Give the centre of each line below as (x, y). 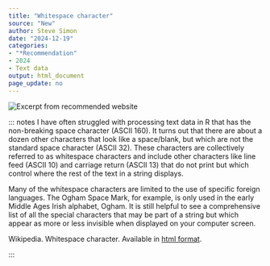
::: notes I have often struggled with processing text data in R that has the (130, 122)
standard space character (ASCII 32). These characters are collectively (126, 148)
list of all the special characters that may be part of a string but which (124, 214)
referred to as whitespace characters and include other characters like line (132, 156)
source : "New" (32, 23)
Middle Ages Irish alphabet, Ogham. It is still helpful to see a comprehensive (134, 206)
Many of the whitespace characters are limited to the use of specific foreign (134, 189)
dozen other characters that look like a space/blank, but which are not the (131, 139)
